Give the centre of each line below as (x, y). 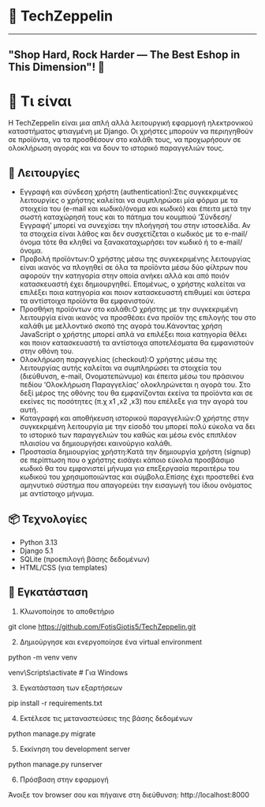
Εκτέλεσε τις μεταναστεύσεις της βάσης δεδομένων (106, 718)
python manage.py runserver (55, 764)
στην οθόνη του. (47, 351)
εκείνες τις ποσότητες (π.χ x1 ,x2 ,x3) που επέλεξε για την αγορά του (134, 402)
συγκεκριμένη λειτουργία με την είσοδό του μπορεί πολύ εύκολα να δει (137, 427)
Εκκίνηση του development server (75, 749)
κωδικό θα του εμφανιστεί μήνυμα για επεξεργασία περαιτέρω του (129, 469)
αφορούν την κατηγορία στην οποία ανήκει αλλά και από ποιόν (125, 276)
